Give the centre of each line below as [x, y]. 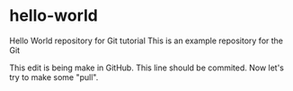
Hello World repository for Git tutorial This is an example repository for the [146, 41]
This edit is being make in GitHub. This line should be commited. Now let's [147, 68]
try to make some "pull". [54, 77]
